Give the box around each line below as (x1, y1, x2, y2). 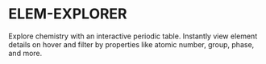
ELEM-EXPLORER (8, 5, 127, 23)
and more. (8, 48, 43, 58)
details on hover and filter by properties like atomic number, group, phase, (8, 39, 255, 49)
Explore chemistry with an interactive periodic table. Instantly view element (8, 31, 258, 41)
